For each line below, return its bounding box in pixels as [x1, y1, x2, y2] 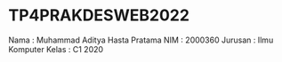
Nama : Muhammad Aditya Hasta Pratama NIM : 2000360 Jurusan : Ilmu [8, 35, 274, 45]
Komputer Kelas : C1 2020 [8, 43, 104, 54]
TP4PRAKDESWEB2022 [8, 5, 190, 26]
